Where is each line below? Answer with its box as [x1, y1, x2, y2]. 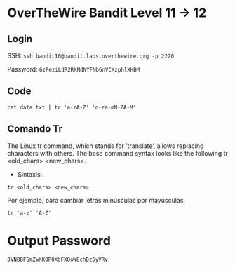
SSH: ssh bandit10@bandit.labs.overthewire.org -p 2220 [7, 51, 174, 60]
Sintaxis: [17, 170, 43, 178]
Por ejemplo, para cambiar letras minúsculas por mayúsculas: [7, 196, 186, 204]
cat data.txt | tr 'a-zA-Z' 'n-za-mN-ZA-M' [7, 104, 137, 111]
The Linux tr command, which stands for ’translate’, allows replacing [7, 142, 204, 150]
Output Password [7, 233, 111, 248]
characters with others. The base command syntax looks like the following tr [7, 149, 228, 157]
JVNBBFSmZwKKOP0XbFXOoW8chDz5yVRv [7, 256, 109, 263]
